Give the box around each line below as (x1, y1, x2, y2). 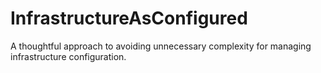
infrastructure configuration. (10, 50, 127, 62)
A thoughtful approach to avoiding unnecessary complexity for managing (10, 40, 312, 52)
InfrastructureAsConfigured (10, 7, 248, 30)
